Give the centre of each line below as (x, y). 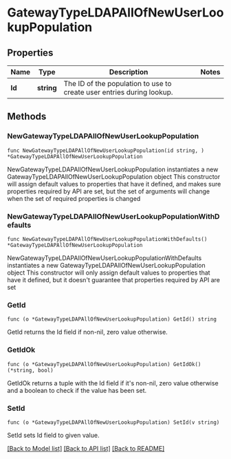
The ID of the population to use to (118, 84)
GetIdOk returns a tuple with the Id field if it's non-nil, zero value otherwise (113, 383)
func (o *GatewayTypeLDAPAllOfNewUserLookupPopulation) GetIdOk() (104, 364)
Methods (27, 117)
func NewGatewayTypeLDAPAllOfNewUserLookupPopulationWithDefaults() (107, 239)
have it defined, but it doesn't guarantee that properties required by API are (113, 279)
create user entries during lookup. (118, 92)
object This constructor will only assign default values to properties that (109, 273)
